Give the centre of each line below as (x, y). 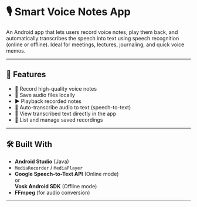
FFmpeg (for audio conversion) (52, 192)
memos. (16, 50)
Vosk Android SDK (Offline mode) (56, 186)
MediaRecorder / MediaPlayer (49, 167)
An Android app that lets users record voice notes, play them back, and (92, 32)
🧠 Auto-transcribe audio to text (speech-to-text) (73, 107)
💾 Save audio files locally (45, 95)
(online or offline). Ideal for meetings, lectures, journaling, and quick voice (95, 44)
